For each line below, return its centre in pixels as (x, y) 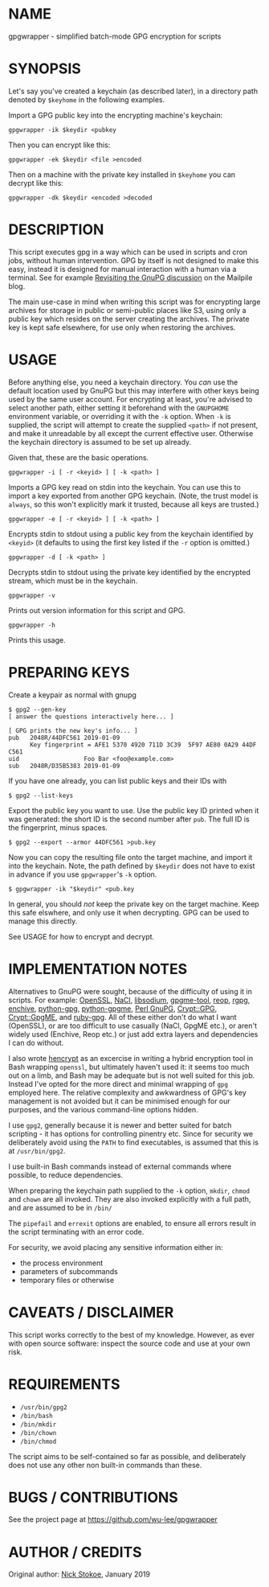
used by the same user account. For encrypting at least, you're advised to (130, 399)
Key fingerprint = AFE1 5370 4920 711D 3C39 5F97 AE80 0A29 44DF (143, 745)
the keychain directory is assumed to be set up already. (100, 442)
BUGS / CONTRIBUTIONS (93, 1497)
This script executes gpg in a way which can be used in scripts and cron (128, 252)
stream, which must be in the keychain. (73, 581)
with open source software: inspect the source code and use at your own (129, 1343)
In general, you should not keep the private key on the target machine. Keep (134, 904)
